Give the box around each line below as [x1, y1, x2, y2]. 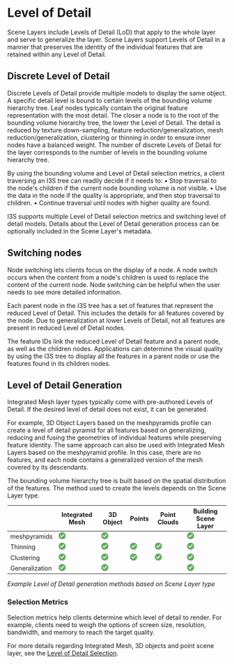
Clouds [157, 518, 179, 527]
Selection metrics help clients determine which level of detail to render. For [7, 613, 222, 621]
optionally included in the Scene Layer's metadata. [7, 226, 153, 235]
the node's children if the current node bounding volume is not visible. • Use [7, 183, 227, 192]
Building [193, 507, 218, 515]
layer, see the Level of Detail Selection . [7, 649, 119, 657]
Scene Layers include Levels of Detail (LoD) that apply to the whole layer [7, 28, 216, 36]
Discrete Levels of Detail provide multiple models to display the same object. [7, 88, 227, 97]
